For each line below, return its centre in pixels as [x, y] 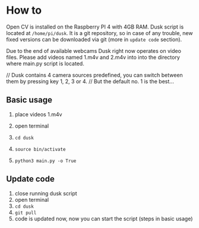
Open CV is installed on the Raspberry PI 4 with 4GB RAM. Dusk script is [95, 27]
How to [24, 10]
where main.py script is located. [45, 64]
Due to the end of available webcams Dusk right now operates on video [94, 50]
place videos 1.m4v [38, 114]
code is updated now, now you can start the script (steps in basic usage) [104, 218]
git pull [26, 213]
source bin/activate [40, 149]
